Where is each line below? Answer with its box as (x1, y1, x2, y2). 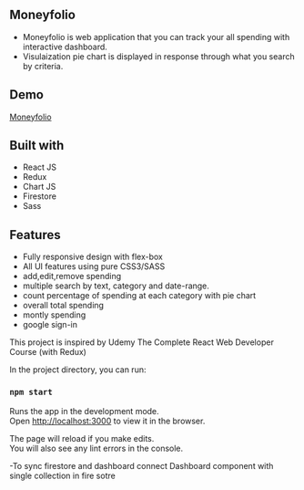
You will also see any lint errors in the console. (9, 443, 184, 454)
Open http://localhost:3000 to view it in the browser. (9, 415, 206, 426)
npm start (9, 387, 53, 398)
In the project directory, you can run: (9, 364, 147, 375)
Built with (9, 138, 65, 153)
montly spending (22, 309, 86, 320)
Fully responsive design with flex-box (22, 251, 164, 263)
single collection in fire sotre (9, 470, 116, 481)
